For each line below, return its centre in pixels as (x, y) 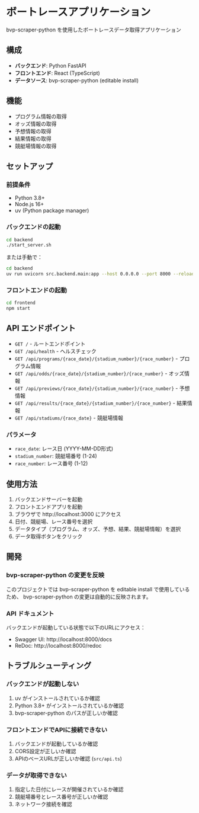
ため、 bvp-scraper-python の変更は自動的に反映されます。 (79, 597)
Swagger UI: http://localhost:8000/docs (63, 639)
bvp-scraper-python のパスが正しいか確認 (66, 713)
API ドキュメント (30, 613)
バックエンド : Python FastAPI (51, 65)
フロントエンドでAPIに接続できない (57, 729)
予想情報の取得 (33, 131)
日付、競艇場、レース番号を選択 (54, 521)
